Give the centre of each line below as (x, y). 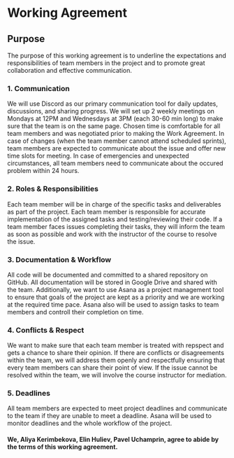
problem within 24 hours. (43, 171)
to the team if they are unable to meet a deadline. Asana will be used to (109, 416)
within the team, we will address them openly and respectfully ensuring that (116, 360)
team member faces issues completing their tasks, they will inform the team (116, 226)
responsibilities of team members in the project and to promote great (106, 63)
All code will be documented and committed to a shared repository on (108, 275)
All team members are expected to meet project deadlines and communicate (117, 408)
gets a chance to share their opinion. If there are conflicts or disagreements (116, 353)
